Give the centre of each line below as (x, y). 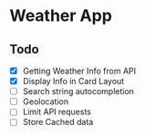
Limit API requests (57, 112)
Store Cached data (58, 122)
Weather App (61, 16)
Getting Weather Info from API (79, 71)
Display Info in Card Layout (73, 82)
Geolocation (46, 101)
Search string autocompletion (78, 92)
